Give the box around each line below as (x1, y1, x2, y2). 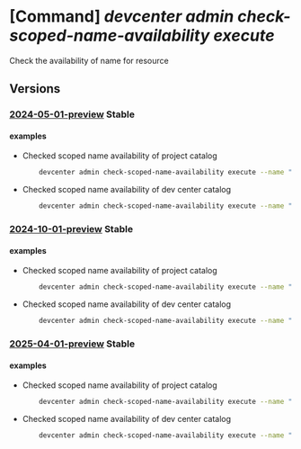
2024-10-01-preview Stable (9, 223, 133, 236)
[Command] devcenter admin (9, 6, 235, 27)
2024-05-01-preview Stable (9, 108, 136, 121)
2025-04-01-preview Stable (9, 337, 136, 350)
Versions (9, 81, 61, 96)
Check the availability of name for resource (9, 55, 169, 66)
